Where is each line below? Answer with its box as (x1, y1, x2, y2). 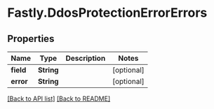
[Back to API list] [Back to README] (7, 94, 111, 103)
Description (65, 54, 106, 63)
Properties (7, 33, 55, 45)
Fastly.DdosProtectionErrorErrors (7, 5, 208, 21)
